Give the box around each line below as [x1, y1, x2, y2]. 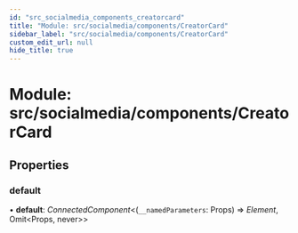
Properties [9, 157, 69, 173]
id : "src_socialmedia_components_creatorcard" [9, 12, 185, 22]
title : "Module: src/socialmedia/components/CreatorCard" [9, 21, 229, 30]
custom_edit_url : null [9, 37, 93, 47]
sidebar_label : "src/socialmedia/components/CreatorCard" [9, 29, 229, 38]
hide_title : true [9, 46, 74, 55]
